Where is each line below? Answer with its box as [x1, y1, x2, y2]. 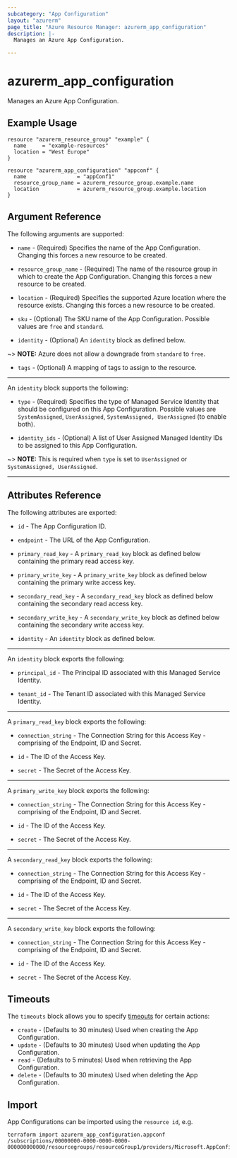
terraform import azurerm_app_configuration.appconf [7, 1131, 166, 1139]
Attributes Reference [7, 490, 102, 502]
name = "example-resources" [13, 142, 109, 149]
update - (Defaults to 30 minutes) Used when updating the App [17, 1041, 200, 1049]
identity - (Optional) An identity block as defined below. [17, 335, 186, 344]
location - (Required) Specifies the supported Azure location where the [17, 293, 226, 301]
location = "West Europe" [13, 148, 90, 156]
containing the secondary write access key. [17, 620, 145, 629]
